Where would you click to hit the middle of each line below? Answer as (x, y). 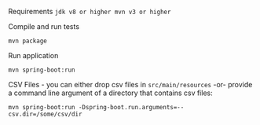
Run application (33, 55)
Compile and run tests (44, 26)
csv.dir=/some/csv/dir (45, 114)
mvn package (27, 41)
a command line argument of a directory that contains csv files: (111, 93)
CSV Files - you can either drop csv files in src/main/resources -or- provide (130, 85)
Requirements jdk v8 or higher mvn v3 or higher (90, 11)
